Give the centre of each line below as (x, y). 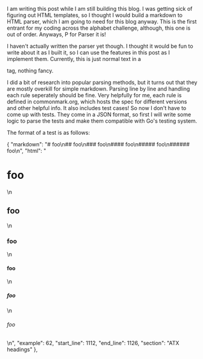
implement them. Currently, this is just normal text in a (74, 59)
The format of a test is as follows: (48, 133)
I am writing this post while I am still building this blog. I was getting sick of (100, 9)
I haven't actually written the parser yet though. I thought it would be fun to (100, 46)
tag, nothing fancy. (30, 71)
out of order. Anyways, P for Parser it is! (56, 34)
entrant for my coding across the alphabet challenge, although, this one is (99, 28)
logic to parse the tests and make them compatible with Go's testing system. (102, 121)
